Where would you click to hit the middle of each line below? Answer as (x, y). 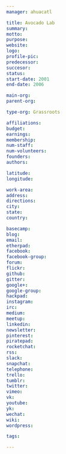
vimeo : (14, 392)
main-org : (19, 96)
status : (16, 73)
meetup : (16, 319)
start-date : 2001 (28, 79)
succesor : (19, 68)
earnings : (19, 134)
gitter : (16, 279)
